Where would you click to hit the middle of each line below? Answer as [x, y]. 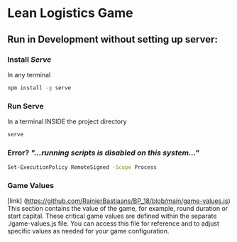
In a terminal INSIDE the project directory [67, 121]
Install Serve [29, 60]
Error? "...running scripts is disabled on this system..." [104, 153]
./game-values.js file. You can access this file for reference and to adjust [114, 224]
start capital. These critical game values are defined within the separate [112, 216]
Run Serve [26, 106]
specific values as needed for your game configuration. [88, 231]
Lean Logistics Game [70, 13]
